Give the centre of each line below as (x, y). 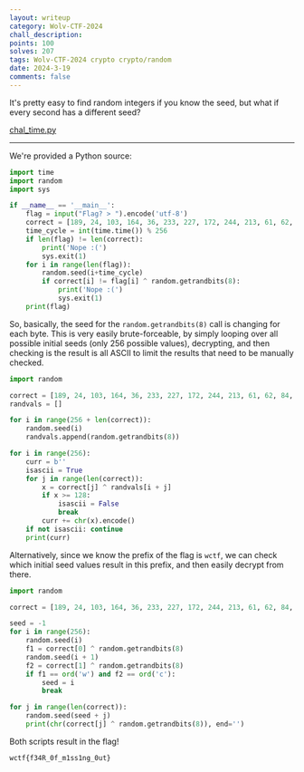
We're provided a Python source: (71, 156)
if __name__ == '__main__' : (62, 206)
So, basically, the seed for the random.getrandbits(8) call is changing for (145, 323)
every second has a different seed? (75, 112)
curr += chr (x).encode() (89, 521)
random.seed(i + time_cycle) (93, 273)
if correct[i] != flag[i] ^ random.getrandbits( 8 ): (142, 282)
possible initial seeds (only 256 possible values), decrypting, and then (139, 343)
